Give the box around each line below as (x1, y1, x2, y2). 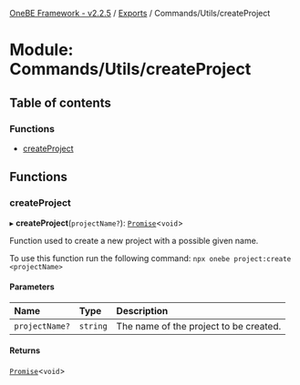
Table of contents (9, 95, 111, 110)
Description (116, 304, 169, 317)
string (78, 320, 108, 331)
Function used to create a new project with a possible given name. (9, 235, 259, 246)
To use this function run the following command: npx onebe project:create (9, 252, 292, 263)
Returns (9, 345, 41, 356)
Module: (9, 40, 74, 60)
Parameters (9, 281, 55, 292)
